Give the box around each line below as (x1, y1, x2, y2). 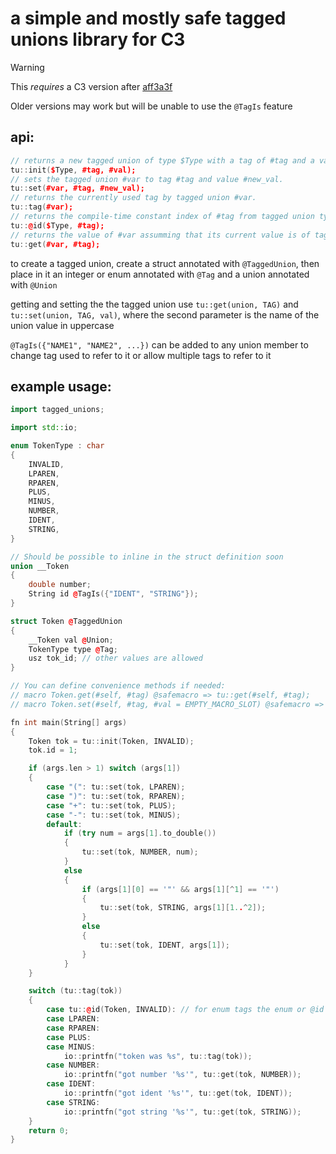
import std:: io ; (10, 423, 78, 433)
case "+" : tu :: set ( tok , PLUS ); (46, 800, 177, 811)
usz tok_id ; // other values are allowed (28, 653, 203, 664)
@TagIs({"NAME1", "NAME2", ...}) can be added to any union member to (10, 338, 309, 351)
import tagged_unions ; (10, 405, 105, 415)
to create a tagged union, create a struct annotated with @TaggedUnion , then (10, 257, 320, 269)
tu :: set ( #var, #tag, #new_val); (10, 183, 145, 194)
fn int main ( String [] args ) (10, 717, 128, 727)
